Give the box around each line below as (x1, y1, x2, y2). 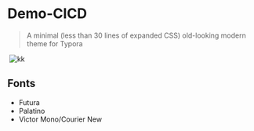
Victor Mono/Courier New (18, 115, 103, 124)
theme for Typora (26, 38, 83, 48)
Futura (18, 97, 40, 107)
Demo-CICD (7, 5, 88, 23)
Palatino (18, 106, 45, 115)
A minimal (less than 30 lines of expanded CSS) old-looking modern (26, 31, 246, 40)
